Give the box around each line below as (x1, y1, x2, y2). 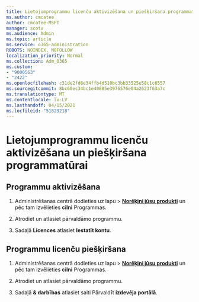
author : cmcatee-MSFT (6, 20, 60, 25)
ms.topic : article (6, 36, 52, 42)
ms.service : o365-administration (6, 42, 89, 48)
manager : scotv (6, 25, 44, 31)
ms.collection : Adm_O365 (6, 58, 68, 64)
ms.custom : (6, 63, 33, 70)
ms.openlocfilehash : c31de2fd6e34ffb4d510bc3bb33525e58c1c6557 (6, 81, 166, 86)
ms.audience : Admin (6, 31, 54, 37)
